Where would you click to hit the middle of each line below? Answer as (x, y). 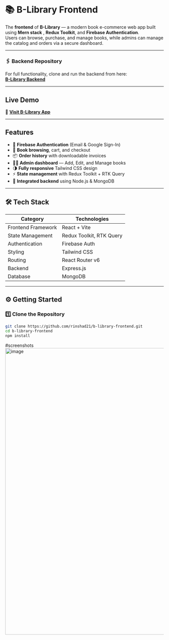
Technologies (92, 219)
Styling (16, 252)
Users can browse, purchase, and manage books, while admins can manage (84, 38)
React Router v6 (81, 260)
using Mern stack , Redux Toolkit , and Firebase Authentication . (72, 32)
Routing (17, 260)
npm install (18, 336)
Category (32, 219)
